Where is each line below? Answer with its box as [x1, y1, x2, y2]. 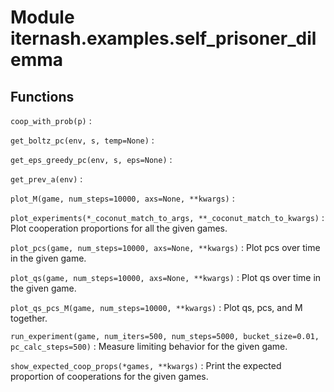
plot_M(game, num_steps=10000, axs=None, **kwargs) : [10, 192, 235, 204]
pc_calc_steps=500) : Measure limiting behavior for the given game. [10, 341, 288, 352]
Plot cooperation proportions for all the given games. [10, 222, 228, 234]
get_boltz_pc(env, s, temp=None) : [10, 134, 155, 146]
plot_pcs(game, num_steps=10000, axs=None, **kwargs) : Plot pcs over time [10, 242, 321, 253]
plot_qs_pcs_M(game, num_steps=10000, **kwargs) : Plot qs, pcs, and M [10, 302, 303, 313]
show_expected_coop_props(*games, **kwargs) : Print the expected [10, 360, 282, 371]
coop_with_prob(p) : [10, 115, 92, 126]
